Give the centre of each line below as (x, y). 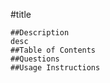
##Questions (35, 59)
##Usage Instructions (55, 68)
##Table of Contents (53, 50)
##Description (40, 33)
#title (21, 14)
